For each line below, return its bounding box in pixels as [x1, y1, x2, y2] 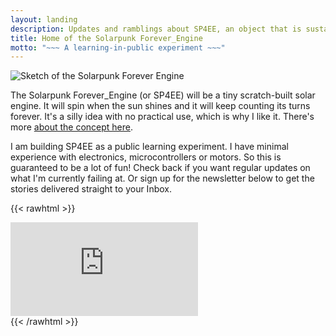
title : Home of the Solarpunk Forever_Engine [10, 33, 203, 43]
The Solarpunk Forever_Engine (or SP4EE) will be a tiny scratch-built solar [10, 89, 316, 101]
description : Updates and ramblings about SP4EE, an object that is [10, 24, 302, 34]
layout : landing [10, 14, 78, 25]
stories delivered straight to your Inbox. [10, 183, 172, 195]
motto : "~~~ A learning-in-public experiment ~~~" [10, 42, 226, 53]
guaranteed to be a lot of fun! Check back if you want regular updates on [10, 162, 311, 174]
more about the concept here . [10, 121, 133, 133]
